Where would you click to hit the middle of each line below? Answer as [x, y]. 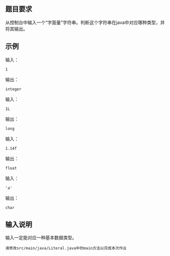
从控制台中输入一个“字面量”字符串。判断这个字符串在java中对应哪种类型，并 [85, 22]
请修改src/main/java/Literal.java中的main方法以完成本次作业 [66, 248]
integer [13, 89]
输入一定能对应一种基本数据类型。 [41, 238]
